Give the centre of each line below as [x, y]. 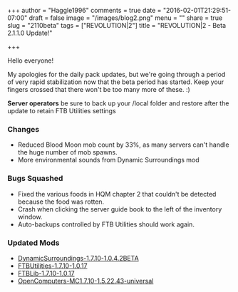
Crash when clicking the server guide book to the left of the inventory [120, 209]
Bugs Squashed [35, 179]
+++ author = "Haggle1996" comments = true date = [84, 10]
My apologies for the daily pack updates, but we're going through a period [117, 74]
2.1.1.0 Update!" [30, 33]
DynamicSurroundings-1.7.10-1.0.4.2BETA [78, 258]
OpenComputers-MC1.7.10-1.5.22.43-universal [86, 281]
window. [30, 217]
